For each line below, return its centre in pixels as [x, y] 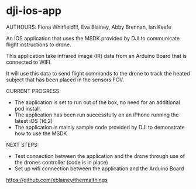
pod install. [28, 108]
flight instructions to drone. [39, 44]
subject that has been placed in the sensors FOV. [65, 80]
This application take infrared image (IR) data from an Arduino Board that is [97, 56]
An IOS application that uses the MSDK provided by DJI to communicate [93, 38]
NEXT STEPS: [23, 145]
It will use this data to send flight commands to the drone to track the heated [98, 73]
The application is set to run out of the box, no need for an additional [97, 102]
